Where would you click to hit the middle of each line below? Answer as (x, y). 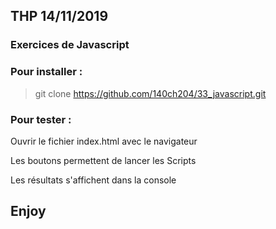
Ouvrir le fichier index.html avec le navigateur (104, 141)
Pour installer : (46, 72)
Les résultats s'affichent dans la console (93, 180)
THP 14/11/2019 (59, 16)
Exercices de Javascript (70, 45)
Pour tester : (41, 119)
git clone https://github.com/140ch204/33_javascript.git (150, 93)
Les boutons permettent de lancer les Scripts (103, 160)
